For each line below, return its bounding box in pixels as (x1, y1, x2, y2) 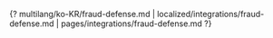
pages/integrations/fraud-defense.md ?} (60, 18, 212, 29)
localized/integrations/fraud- (157, 9, 265, 19)
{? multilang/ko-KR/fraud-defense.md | (9, 9, 156, 19)
